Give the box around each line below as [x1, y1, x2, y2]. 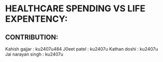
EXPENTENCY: [5, 13, 68, 25]
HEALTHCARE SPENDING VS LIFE [5, 3, 146, 14]
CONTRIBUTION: [5, 33, 58, 41]
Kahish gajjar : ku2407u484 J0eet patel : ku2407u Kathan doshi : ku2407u [5, 46, 158, 52]
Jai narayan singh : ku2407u [5, 51, 64, 57]
